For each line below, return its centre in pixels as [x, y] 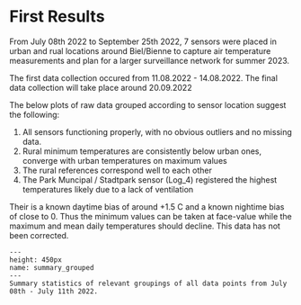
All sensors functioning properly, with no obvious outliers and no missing [157, 131]
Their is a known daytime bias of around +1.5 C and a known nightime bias [147, 206]
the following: [35, 114]
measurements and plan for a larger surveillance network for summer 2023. [150, 60]
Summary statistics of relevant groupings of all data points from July [148, 283]
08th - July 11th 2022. [54, 291]
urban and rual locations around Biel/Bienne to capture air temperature [140, 50]
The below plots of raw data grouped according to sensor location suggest [148, 104]
